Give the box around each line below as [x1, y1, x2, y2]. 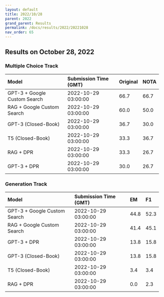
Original [119, 78, 138, 85]
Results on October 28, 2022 [5, 48, 94, 56]
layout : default [5, 7, 38, 12]
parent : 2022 [5, 16, 32, 21]
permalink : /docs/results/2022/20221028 [5, 25, 89, 30]
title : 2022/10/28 [5, 12, 42, 17]
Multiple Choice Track [5, 63, 59, 69]
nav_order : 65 [5, 30, 34, 35]
